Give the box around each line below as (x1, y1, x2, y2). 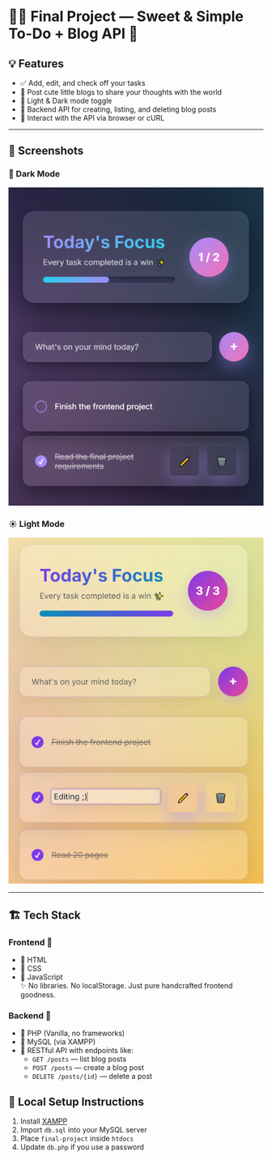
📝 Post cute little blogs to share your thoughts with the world (19, 87, 223, 96)
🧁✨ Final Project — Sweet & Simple (8, 7, 244, 26)
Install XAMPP (19, 1116, 68, 1126)
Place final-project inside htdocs (19, 1133, 134, 1144)
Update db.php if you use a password (19, 1142, 144, 1152)
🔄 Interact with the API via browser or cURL (19, 113, 165, 122)
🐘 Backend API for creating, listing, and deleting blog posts (19, 104, 217, 114)
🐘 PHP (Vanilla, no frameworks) (19, 1028, 125, 1039)
